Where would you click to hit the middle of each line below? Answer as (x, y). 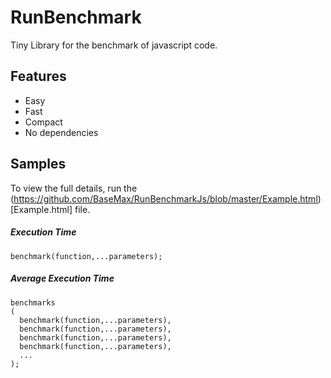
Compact (43, 122)
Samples (38, 164)
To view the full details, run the (74, 188)
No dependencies (61, 132)
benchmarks (33, 302)
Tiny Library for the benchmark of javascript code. (114, 45)
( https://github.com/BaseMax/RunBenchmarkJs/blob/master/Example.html (164, 198)
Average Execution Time (62, 278)
